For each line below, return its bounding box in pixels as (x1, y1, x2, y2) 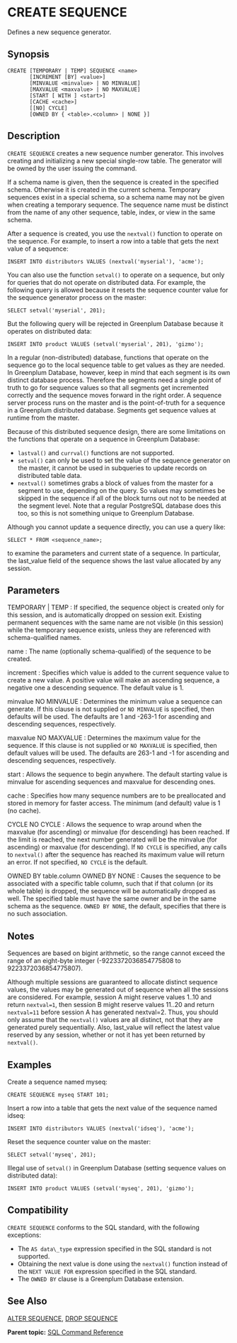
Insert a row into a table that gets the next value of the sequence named (7, 1104, 218, 1112)
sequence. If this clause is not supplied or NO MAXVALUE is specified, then (7, 741, 217, 750)
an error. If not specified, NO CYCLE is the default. (7, 858, 149, 866)
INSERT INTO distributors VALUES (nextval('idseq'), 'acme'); (7, 1125, 195, 1132)
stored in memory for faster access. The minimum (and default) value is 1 (7, 799, 221, 808)
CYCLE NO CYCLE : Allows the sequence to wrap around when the (7, 820, 202, 829)
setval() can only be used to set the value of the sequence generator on (17, 456, 231, 464)
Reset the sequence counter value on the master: (7, 1138, 151, 1146)
